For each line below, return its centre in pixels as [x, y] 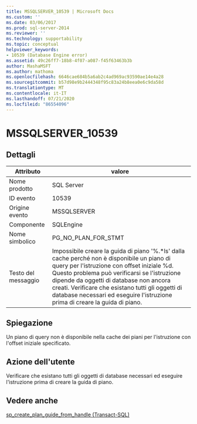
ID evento [22, 198]
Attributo [28, 171]
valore [120, 171]
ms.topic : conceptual [33, 45]
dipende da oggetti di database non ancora [111, 280]
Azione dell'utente [40, 362]
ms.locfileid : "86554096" [38, 104]
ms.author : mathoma [30, 72]
